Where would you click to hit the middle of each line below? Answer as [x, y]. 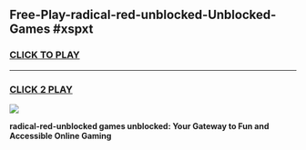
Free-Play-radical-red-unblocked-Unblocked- [143, 15]
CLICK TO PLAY [45, 55]
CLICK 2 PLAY [41, 89]
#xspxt [73, 30]
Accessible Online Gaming [61, 135]
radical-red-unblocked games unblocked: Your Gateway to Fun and [139, 125]
